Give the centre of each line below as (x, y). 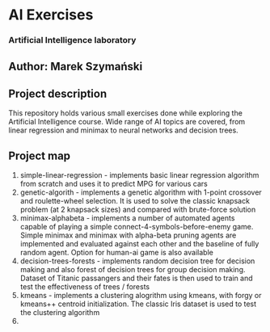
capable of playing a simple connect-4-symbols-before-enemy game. (137, 227)
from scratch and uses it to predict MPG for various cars (114, 184)
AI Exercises (51, 15)
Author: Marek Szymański (76, 66)
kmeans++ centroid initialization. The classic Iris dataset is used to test (138, 304)
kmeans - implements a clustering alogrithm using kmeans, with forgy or (141, 296)
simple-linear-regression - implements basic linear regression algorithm (139, 175)
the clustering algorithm (60, 313)
